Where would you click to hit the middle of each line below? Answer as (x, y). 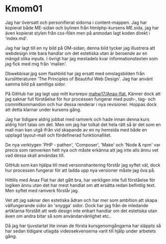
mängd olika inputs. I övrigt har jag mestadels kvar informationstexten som (82, 58)
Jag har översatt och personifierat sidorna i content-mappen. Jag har (76, 22)
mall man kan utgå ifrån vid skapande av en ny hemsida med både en (76, 129)
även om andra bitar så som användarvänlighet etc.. (58, 216)
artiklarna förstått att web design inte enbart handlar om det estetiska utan (81, 211)
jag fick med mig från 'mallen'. (36, 64)
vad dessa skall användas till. (35, 155)
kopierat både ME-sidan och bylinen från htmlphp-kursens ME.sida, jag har (82, 27)
